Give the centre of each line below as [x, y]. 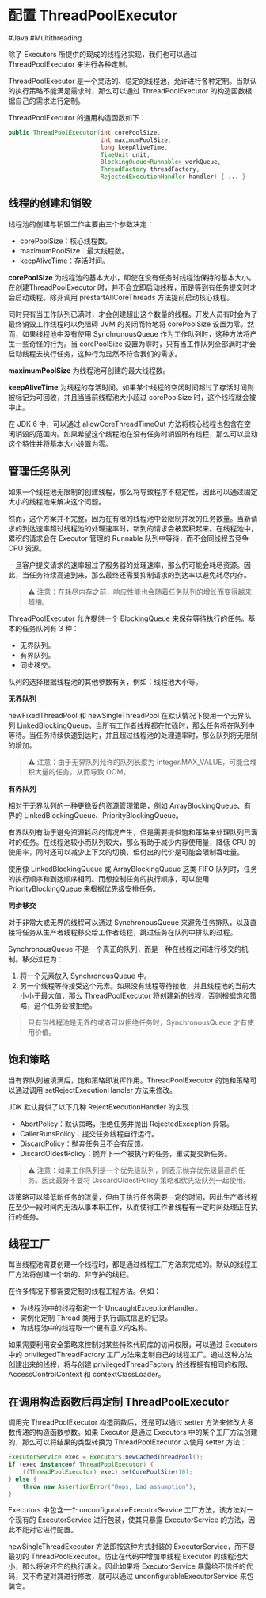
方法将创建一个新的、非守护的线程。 [74, 1274]
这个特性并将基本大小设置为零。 [60, 443]
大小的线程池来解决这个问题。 [57, 501]
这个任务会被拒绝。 [65, 1005]
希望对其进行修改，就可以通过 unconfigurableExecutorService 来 [141, 1577]
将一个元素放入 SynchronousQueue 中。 [85, 976]
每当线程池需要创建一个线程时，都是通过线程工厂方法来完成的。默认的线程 [129, 1265]
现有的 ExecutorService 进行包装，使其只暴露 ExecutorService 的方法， [131, 1520]
